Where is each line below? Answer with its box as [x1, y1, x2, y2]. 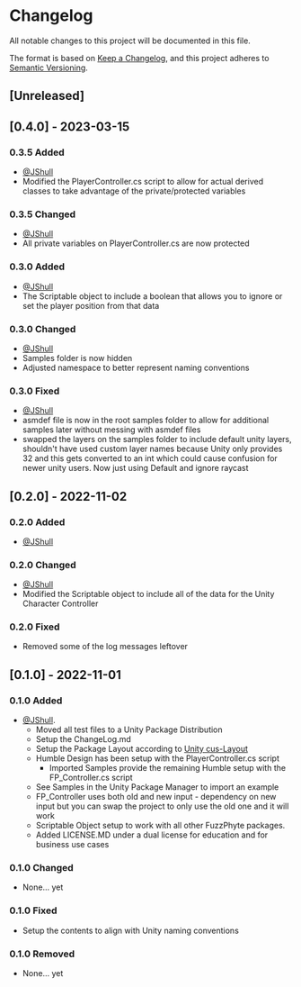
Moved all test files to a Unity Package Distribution [35, 724, 223, 735]
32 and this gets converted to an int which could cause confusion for [22, 453, 279, 464]
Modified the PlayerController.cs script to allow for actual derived [22, 177, 263, 187]
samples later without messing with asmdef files [22, 424, 201, 435]
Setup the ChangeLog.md [35, 734, 132, 745]
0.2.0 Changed [9, 558, 76, 571]
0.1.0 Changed [9, 862, 74, 874]
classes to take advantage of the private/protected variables [22, 186, 246, 196]
